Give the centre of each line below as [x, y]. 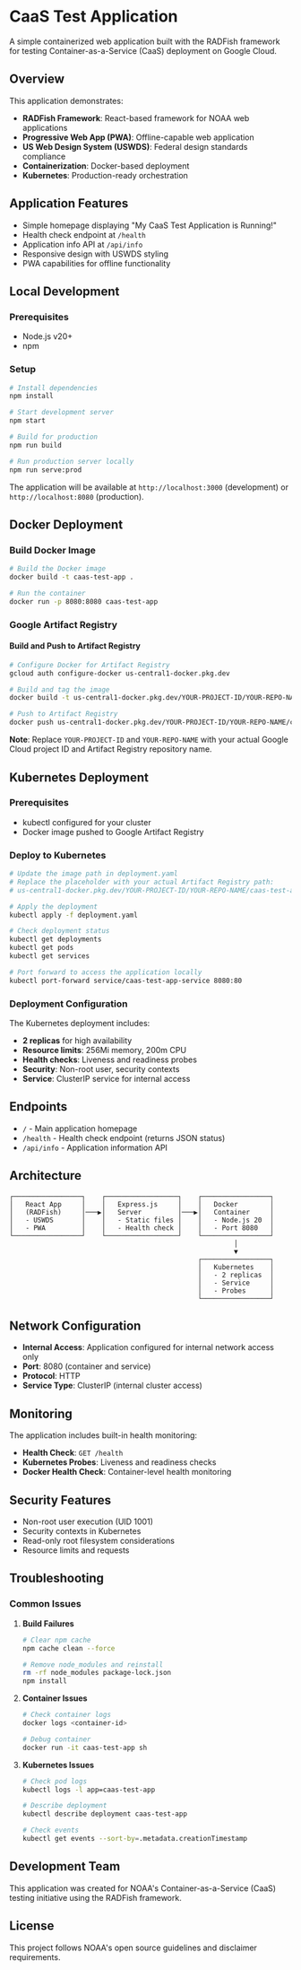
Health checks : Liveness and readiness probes [109, 1059]
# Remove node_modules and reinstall [93, 1665]
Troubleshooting [57, 1578]
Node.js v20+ [47, 336]
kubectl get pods [42, 948]
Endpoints [39, 1107]
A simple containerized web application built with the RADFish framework [145, 41]
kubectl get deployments [56, 939]
